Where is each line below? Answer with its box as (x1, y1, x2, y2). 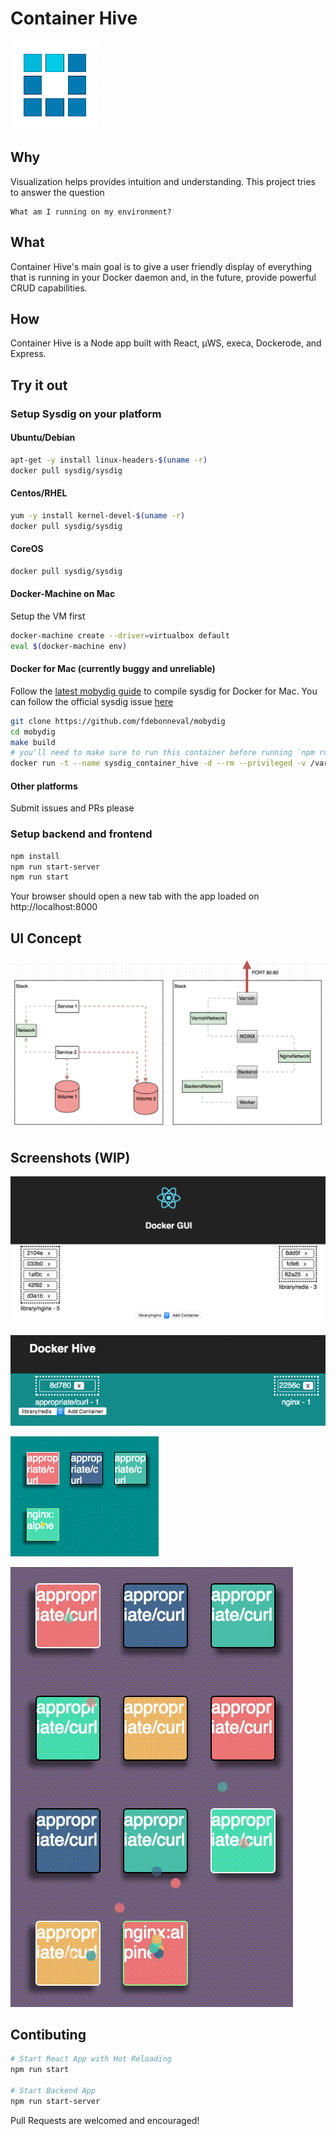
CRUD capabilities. (10, 282, 88, 294)
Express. (10, 348, 47, 360)
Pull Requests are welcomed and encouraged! (10, 2114, 200, 2126)
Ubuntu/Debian (10, 432, 76, 444)
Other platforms (10, 780, 78, 792)
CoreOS (10, 543, 44, 555)
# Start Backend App (10, 2086, 97, 2096)
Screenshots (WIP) (10, 1149, 131, 1166)
